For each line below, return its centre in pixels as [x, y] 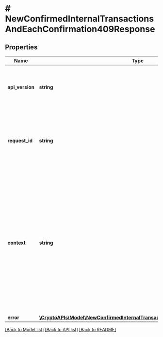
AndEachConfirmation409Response [80, 29]
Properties [21, 47]
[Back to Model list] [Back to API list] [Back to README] [61, 329]
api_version [21, 87]
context [16, 243]
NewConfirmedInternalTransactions [80, 19]
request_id [20, 141]
